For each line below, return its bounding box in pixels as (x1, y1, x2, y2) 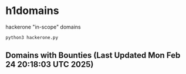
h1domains (5, 4, 59, 17)
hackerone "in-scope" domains (5, 23, 82, 30)
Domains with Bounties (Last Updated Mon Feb (5, 51, 181, 61)
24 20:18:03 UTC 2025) (5, 59, 94, 69)
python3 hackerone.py (5, 34, 59, 40)
